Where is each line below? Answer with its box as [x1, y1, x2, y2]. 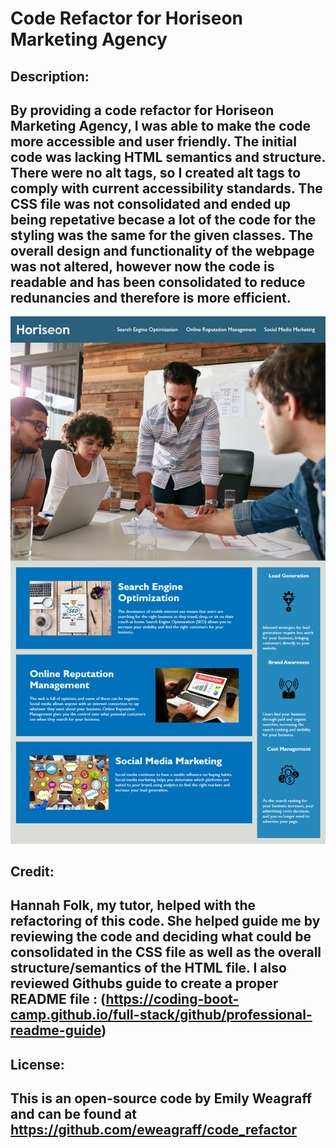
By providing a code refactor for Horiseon [10, 102, 275, 119]
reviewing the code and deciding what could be [10, 928, 312, 946]
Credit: [10, 863, 55, 881]
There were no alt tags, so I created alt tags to [10, 164, 302, 181]
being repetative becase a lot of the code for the [10, 211, 317, 228]
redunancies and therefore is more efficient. [10, 289, 292, 306]
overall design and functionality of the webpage [10, 242, 315, 259]
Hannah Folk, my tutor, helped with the [10, 897, 257, 914]
